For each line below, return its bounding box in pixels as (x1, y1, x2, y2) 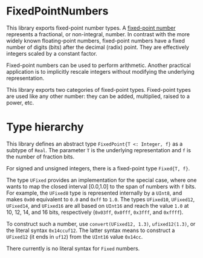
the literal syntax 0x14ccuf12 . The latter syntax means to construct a (6, 227, 175, 234)
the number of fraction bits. (6, 153, 74, 160)
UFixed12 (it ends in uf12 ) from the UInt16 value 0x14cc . (6, 233, 143, 240)
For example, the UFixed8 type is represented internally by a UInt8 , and (6, 189, 182, 196)
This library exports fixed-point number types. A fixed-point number (6, 24, 176, 31)
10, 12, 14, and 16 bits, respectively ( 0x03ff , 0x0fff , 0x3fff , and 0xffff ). (6, 208, 184, 216)
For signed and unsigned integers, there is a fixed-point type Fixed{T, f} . (6, 164, 190, 172)
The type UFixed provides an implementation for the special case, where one (6, 176, 197, 184)
